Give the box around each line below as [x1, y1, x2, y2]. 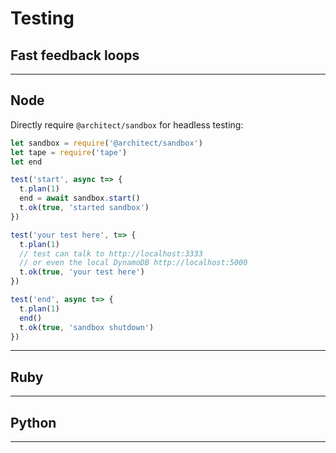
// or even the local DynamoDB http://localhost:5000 [19, 258, 248, 268]
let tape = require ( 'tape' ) [10, 147, 128, 157]
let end [10, 157, 43, 167]
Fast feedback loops [10, 47, 140, 64]
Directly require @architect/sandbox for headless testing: [10, 118, 244, 131]
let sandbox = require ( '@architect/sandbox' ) [10, 138, 203, 148]
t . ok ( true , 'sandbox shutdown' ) [19, 322, 155, 332]
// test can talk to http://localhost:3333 [19, 248, 203, 259]
